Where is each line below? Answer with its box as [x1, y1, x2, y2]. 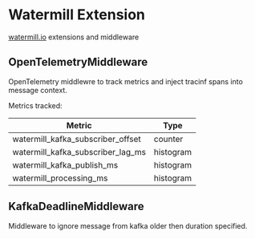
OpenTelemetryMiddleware [8, 55, 148, 69]
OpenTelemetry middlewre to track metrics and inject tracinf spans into [8, 76, 243, 86]
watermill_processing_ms [12, 172, 108, 184]
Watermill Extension [8, 6, 146, 24]
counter [153, 133, 184, 144]
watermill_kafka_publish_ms [12, 159, 119, 170]
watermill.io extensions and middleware [8, 32, 140, 42]
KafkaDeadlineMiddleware [8, 200, 144, 213]
